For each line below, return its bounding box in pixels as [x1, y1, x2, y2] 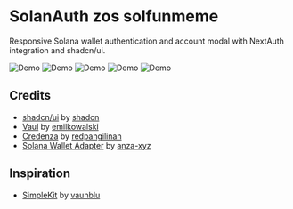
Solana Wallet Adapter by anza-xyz [21, 140, 151, 150]
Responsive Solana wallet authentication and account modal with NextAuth [9, 36, 285, 46]
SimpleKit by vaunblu [21, 189, 101, 200]
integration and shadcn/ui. [9, 44, 106, 55]
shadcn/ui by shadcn [21, 111, 100, 122]
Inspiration [9, 166, 71, 181]
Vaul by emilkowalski [21, 121, 100, 132]
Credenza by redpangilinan [21, 131, 122, 141]
